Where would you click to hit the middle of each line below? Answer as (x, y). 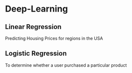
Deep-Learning (37, 9)
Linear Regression (33, 27)
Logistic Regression (36, 53)
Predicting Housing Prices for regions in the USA (54, 38)
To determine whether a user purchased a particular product (66, 65)
